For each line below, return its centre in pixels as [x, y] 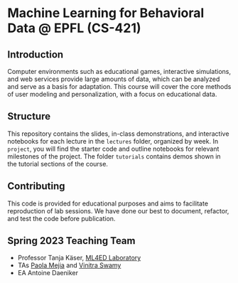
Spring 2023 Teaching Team [71, 241]
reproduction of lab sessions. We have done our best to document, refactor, [118, 210]
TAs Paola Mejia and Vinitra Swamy [69, 265]
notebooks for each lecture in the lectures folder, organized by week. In [113, 141]
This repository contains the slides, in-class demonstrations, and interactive [118, 134]
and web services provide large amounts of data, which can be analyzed [114, 79]
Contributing [36, 186]
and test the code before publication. [61, 218]
